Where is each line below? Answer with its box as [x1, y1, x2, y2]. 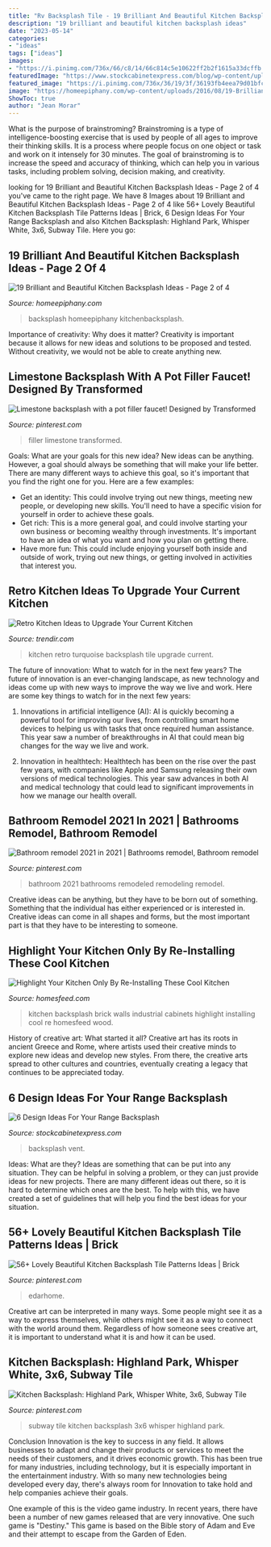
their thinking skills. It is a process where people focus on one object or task [8, 141, 262, 151]
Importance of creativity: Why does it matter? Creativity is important [8, 329, 235, 339]
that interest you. [19, 561, 77, 570]
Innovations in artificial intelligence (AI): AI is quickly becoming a [19, 707, 235, 716]
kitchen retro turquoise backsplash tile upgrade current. [27, 649, 214, 659]
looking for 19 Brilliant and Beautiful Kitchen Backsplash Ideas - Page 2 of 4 [8, 182, 260, 192]
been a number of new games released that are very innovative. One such [8, 1512, 255, 1521]
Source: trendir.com [8, 634, 74, 644]
